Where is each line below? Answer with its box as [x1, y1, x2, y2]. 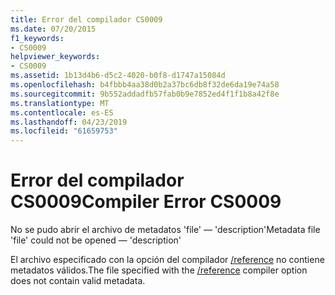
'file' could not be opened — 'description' [10, 234, 182, 246]
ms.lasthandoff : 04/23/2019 [10, 117, 128, 127]
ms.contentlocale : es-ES [10, 107, 114, 118]
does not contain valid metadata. [10, 275, 146, 287]
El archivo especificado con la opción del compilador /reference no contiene [10, 254, 325, 266]
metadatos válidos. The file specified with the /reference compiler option [10, 264, 308, 276]
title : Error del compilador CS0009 [10, 14, 163, 25]
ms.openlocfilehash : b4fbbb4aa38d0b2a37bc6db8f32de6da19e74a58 [10, 80, 280, 90]
